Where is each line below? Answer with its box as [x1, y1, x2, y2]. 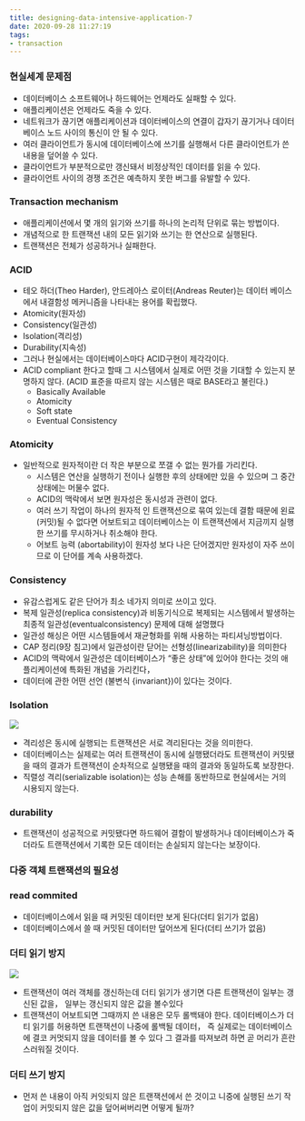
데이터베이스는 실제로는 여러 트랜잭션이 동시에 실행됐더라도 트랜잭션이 [22, 749, 271, 760]
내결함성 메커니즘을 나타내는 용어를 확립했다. [39, 296, 198, 307]
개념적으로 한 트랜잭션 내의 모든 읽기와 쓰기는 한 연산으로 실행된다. [22, 228, 258, 239]
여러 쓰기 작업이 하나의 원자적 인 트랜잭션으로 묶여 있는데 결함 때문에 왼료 [35, 505, 296, 516]
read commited [9, 889, 78, 902]
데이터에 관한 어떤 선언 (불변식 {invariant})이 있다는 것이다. [22, 675, 232, 686]
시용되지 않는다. [22, 783, 79, 794]
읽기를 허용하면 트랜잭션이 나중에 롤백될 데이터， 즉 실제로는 [32, 1020, 247, 1032]
